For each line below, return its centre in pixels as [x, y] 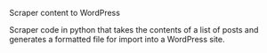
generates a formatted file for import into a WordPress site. [117, 39]
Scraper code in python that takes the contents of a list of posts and [134, 30]
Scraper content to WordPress [65, 13]
